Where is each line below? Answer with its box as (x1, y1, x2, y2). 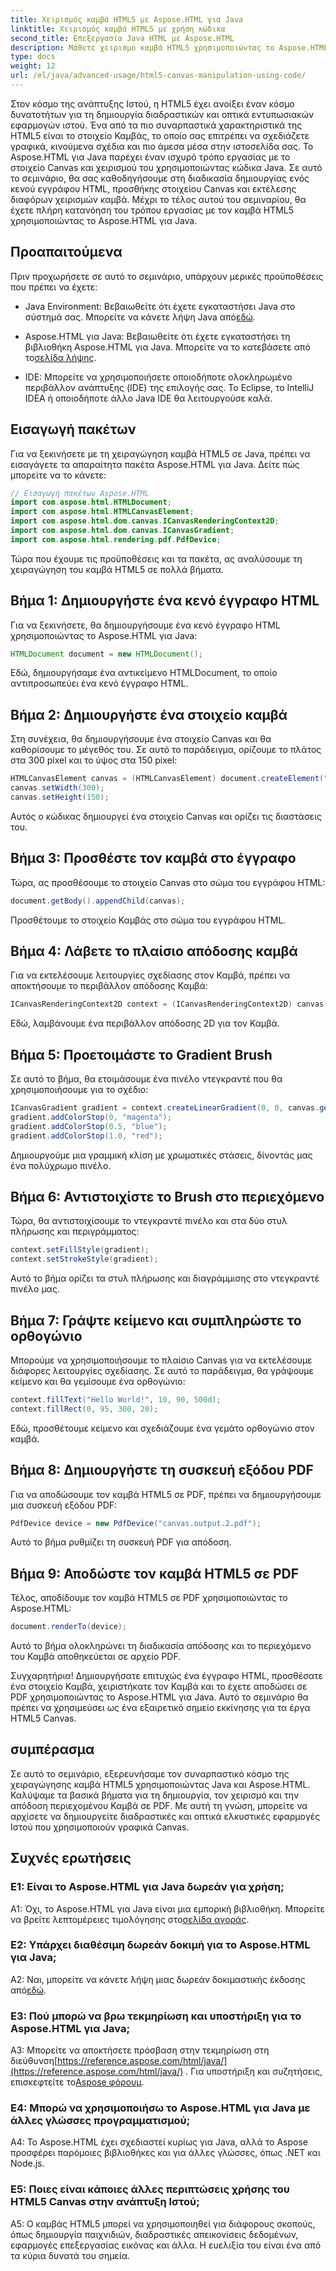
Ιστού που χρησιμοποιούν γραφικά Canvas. (10, 1821, 190, 1833)
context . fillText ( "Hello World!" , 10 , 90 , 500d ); (10, 1394, 222, 1405)
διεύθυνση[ (10, 2055, 58, 2067)
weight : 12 (10, 61, 56, 71)
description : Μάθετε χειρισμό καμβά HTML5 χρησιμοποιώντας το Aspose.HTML (10, 42, 329, 53)
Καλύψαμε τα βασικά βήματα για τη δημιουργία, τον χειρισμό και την (10, 1789, 300, 1801)
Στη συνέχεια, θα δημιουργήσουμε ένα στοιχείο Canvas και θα (10, 733, 272, 745)
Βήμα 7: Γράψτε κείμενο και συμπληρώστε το (10, 1312, 302, 1329)
